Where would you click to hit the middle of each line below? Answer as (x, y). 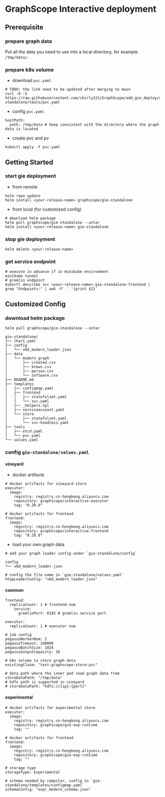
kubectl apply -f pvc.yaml (33, 147)
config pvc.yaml (28, 111)
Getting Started (29, 162)
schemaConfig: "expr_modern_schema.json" (48, 789)
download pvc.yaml (32, 81)
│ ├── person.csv (29, 371)
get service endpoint (30, 262)
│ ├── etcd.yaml (24, 431)
